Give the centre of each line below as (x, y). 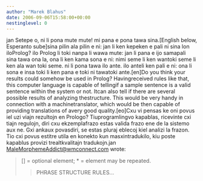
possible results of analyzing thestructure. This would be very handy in (95, 98)
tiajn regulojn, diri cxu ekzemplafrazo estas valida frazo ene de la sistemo (98, 124)
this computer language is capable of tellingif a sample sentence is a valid (98, 85)
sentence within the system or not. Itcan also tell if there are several (91, 92)
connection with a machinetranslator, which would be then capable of (93, 104)
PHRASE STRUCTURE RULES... (75, 173)
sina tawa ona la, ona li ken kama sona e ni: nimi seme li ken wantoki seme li (101, 59)
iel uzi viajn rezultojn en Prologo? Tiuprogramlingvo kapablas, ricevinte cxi (99, 117)
